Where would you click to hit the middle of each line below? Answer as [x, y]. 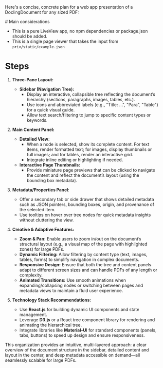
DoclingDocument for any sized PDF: [42, 12]
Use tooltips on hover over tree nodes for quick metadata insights [85, 215]
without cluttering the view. [46, 220]
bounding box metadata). [52, 180]
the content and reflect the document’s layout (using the [83, 175]
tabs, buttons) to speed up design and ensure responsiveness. [82, 335]
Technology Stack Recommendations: [52, 300]
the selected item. [37, 209]
